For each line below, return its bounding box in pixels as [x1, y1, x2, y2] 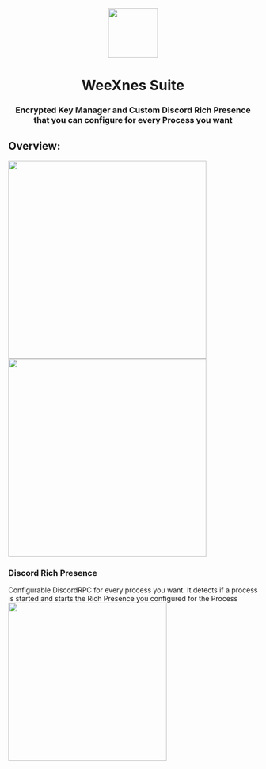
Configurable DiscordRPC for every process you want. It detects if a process [8, 585, 258, 595]
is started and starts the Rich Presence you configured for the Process [8, 594, 238, 603]
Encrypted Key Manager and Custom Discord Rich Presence [15, 105, 251, 116]
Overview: [8, 139, 61, 153]
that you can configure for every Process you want [33, 115, 233, 126]
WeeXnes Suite [82, 77, 184, 94]
